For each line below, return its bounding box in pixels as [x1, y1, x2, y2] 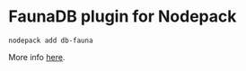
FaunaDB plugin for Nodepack [8, 6, 237, 27]
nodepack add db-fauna [8, 36, 93, 45]
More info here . [8, 51, 66, 62]
